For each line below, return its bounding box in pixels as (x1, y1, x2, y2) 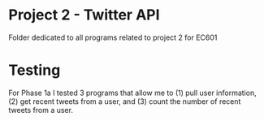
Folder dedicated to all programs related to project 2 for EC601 (8, 32, 218, 42)
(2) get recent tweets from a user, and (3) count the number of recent (8, 96, 241, 106)
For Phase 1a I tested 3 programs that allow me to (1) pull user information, (8, 88, 258, 97)
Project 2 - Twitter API (8, 6, 160, 24)
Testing (8, 61, 61, 80)
